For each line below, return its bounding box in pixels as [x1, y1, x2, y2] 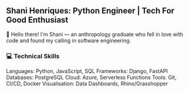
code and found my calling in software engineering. [6, 36, 131, 44]
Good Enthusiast [6, 15, 69, 25]
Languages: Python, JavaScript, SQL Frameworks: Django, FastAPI [6, 68, 168, 75]
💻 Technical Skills [6, 52, 60, 60]
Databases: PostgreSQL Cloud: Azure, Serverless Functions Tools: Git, [6, 74, 177, 81]
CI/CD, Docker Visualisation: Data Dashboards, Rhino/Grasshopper [6, 80, 168, 87]
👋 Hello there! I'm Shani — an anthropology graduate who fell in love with [6, 31, 184, 38]
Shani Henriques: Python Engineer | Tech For [6, 6, 175, 16]
